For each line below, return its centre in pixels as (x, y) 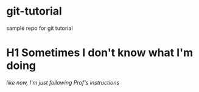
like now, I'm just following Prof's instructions (63, 82)
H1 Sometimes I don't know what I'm (100, 53)
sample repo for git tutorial (40, 28)
